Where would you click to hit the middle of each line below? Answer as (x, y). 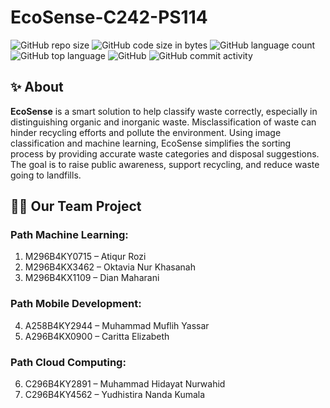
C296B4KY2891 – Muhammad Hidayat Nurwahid (125, 384)
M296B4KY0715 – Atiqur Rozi (85, 257)
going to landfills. (46, 175)
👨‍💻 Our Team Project (76, 206)
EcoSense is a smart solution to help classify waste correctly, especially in (164, 111)
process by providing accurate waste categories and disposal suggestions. (165, 153)
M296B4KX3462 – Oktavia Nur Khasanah (110, 267)
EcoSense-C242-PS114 (109, 17)
